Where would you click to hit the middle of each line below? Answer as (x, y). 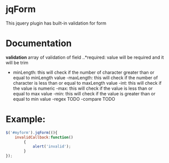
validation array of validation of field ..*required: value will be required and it (85, 57)
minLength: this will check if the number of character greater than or (83, 72)
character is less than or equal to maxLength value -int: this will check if (87, 83)
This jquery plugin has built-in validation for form (56, 23)
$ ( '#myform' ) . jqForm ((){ (32, 132)
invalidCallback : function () (44, 137)
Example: (26, 119)
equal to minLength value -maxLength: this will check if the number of (85, 77)
